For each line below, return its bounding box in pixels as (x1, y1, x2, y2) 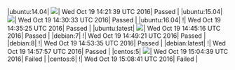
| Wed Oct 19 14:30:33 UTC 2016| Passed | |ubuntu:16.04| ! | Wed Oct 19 (14, 16, 221, 24)
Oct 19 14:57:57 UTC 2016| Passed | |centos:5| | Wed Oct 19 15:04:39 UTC (7, 48, 229, 55)
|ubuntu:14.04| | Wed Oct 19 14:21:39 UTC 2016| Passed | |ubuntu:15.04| (7, 8, 223, 15)
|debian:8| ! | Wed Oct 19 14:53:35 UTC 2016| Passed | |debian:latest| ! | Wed (7, 39, 227, 47)
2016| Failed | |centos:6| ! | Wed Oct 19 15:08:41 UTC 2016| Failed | (7, 55, 199, 63)
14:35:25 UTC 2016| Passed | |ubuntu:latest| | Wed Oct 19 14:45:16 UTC (7, 24, 221, 32)
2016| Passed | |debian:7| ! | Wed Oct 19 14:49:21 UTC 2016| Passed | (7, 31, 206, 40)
